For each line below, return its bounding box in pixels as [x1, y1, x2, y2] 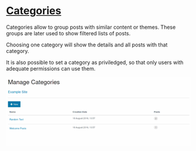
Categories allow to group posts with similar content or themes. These [6, 24, 176, 31]
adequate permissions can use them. [6, 65, 96, 72]
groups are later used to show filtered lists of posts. [6, 29, 131, 36]
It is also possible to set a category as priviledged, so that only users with [6, 59, 184, 66]
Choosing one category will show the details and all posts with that [6, 41, 168, 48]
